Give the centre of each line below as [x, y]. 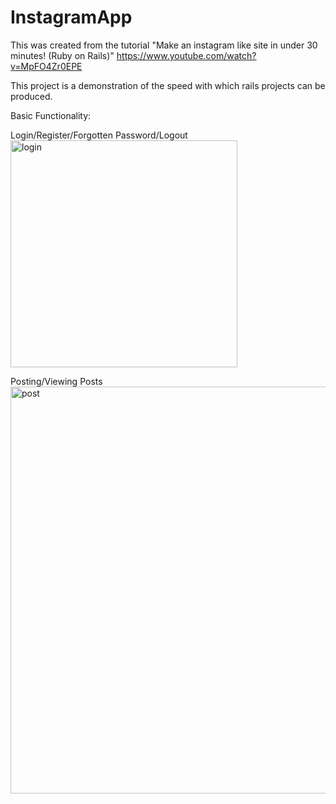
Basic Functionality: [51, 115]
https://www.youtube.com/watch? [186, 55]
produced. [31, 96]
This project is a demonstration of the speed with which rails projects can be [168, 85]
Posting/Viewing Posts [56, 381]
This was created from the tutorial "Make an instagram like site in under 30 [164, 45]
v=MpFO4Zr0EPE [46, 66]
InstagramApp [71, 17]
